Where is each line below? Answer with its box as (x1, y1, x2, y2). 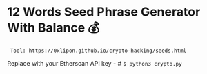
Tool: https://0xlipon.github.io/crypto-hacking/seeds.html (10, 47, 187, 54)
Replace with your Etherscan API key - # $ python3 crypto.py (7, 59, 182, 67)
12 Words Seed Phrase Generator (7, 4, 201, 20)
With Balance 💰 (7, 20, 100, 36)
